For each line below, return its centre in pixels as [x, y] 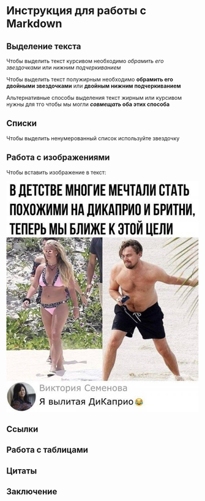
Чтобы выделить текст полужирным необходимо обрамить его [90, 79]
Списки [22, 123]
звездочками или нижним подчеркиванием [64, 67]
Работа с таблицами [47, 450]
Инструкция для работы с [76, 11]
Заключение [32, 492]
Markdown [34, 24]
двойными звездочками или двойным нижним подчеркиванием [94, 86]
